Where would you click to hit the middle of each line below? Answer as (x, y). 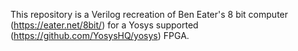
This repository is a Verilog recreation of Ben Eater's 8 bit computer (149, 14)
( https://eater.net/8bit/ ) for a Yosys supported (104, 25)
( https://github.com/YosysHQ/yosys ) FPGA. (100, 35)
